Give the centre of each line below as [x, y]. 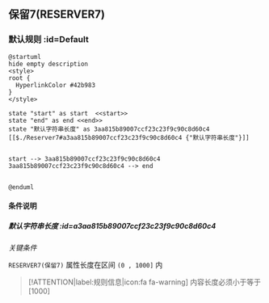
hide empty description [48, 64]
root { [19, 78]
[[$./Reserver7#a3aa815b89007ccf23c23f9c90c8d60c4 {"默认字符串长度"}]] [129, 137]
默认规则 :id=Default [48, 40]
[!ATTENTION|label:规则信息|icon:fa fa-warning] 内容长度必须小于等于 [144, 282]
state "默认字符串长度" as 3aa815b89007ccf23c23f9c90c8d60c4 [109, 129]
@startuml [25, 57]
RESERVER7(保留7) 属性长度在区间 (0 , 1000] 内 [86, 265]
